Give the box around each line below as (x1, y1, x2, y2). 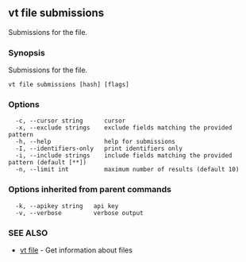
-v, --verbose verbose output (15, 209, 144, 217)
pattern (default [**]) (8, 159, 87, 167)
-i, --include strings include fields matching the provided (15, 152, 233, 160)
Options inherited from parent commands (8, 184, 172, 195)
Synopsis (8, 47, 45, 58)
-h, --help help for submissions (15, 138, 176, 146)
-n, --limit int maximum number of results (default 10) (15, 166, 240, 174)
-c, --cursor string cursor (15, 117, 126, 125)
